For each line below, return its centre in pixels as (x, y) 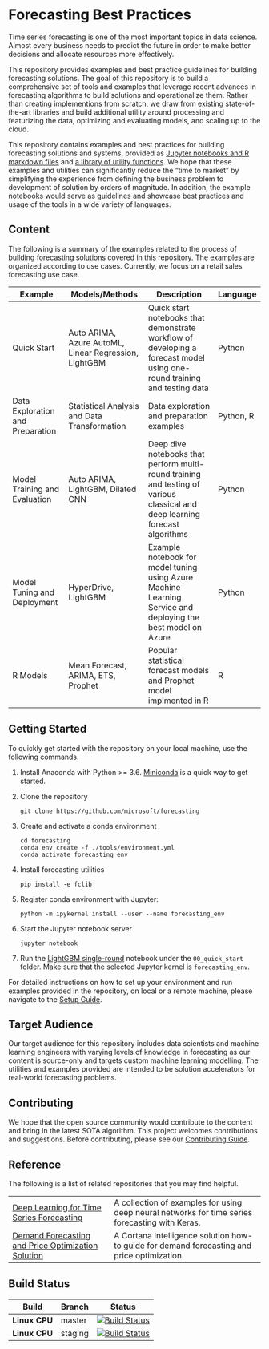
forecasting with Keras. (157, 1222)
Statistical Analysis (104, 406)
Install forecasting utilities (62, 869)
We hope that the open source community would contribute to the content (130, 1122)
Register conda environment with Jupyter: (89, 899)
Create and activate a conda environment (88, 826)
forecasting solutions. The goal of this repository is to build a (108, 78)
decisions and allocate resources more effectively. (91, 54)
